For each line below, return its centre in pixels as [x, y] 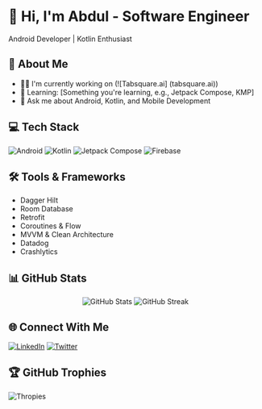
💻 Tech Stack [44, 127]
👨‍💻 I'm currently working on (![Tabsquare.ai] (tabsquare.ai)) [119, 83]
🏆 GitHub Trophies [58, 373]
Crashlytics [39, 252]
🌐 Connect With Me [59, 327]
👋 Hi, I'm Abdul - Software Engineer [129, 17]
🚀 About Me [38, 64]
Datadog [34, 243]
